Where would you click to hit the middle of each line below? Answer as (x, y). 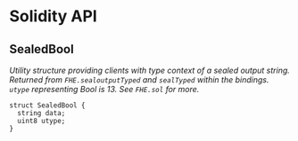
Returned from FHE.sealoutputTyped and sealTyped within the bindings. (139, 80)
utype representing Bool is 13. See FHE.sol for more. (104, 89)
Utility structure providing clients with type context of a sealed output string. (149, 70)
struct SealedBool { (48, 106)
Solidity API (54, 16)
